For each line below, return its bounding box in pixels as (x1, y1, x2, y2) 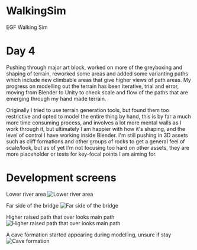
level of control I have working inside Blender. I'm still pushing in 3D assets (6, 131, 188, 139)
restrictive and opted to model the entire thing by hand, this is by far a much (6, 113, 191, 120)
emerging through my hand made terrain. (6, 95, 106, 102)
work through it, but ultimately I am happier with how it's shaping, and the (6, 125, 185, 132)
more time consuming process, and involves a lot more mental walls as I (6, 119, 182, 126)
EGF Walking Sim (6, 24, 48, 31)
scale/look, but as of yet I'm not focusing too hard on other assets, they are (6, 144, 189, 151)
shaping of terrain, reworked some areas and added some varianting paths (6, 70, 188, 77)
